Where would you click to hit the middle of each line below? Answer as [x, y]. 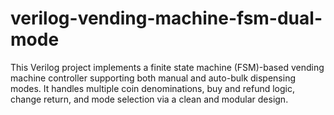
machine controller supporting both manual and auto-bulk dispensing [153, 78]
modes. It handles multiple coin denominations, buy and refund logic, [152, 88]
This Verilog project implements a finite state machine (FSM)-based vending [167, 67]
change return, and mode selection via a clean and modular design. [149, 99]
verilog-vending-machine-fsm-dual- [166, 18]
